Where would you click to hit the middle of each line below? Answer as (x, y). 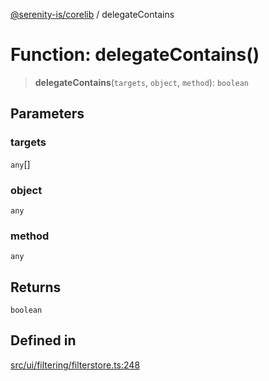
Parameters (47, 114)
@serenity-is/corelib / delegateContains (92, 14)
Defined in (43, 340)
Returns (36, 287)
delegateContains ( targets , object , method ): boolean (142, 82)
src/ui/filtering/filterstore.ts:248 (75, 365)
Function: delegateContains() (135, 55)
